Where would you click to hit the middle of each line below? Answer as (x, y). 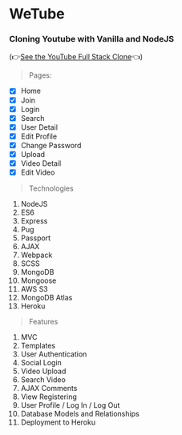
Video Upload (43, 371)
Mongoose (38, 280)
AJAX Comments (49, 389)
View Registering (49, 397)
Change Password (51, 145)
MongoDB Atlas (47, 298)
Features (43, 322)
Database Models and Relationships (80, 414)
